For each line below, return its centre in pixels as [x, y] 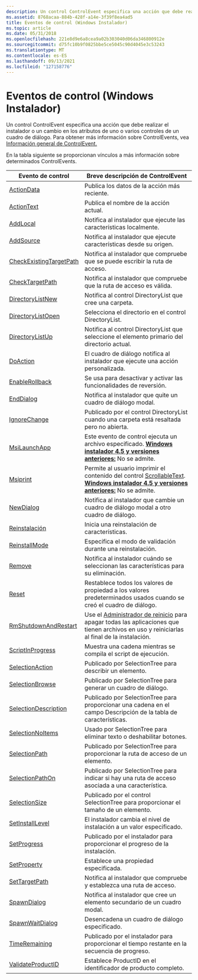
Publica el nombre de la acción [127, 203]
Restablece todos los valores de [129, 583]
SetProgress [26, 844]
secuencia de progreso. [117, 951]
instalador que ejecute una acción [131, 361]
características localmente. [122, 227]
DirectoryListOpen [34, 316]
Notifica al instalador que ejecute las [135, 220]
